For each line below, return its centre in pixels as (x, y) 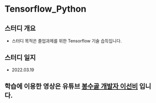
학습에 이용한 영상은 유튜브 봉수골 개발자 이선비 (71, 86)
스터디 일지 (20, 58)
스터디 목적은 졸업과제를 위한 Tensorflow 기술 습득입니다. (67, 41)
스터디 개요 (20, 28)
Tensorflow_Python (45, 9)
